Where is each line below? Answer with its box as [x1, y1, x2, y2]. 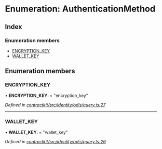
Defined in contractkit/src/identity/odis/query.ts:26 [5, 138, 106, 144]
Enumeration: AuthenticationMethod [5, 3, 156, 14]
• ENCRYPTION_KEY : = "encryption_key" [5, 93, 88, 98]
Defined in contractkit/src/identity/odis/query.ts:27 [5, 102, 106, 108]
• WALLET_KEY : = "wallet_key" [5, 129, 68, 135]
